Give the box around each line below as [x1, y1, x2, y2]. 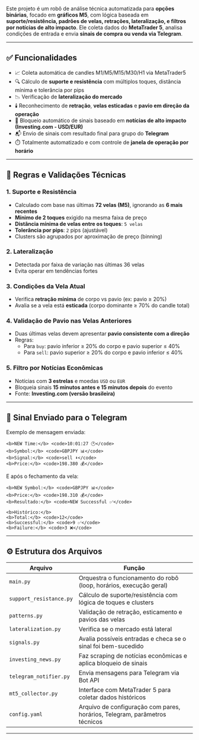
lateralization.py [9, 626, 61, 633]
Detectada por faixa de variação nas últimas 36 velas [14, 261, 145, 268]
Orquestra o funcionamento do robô [78, 574, 179, 582]
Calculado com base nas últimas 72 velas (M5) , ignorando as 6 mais [14, 201, 183, 208]
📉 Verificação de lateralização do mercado [14, 93, 123, 100]
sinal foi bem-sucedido [78, 642, 144, 650]
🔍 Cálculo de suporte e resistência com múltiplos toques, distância [14, 78, 181, 85]
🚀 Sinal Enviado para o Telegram [6, 413, 127, 423]
